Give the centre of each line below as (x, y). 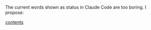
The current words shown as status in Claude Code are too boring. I (76, 7)
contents (14, 22)
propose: (15, 12)
